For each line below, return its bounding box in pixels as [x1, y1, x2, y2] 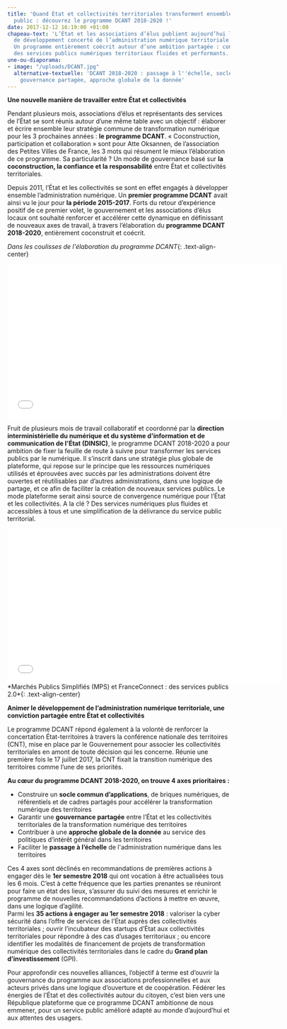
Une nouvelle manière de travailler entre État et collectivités [7, 96, 187, 104]
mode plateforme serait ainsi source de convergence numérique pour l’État [7, 492, 226, 501]
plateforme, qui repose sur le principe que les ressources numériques [7, 462, 211, 470]
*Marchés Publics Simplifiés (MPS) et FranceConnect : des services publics [7, 682, 229, 691]
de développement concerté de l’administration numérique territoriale [13, 37, 230, 44]
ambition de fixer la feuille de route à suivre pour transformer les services [7, 447, 221, 455]
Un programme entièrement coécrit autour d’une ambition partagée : [13, 43, 220, 50]
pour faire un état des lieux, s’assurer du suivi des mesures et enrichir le [7, 887, 218, 896]
